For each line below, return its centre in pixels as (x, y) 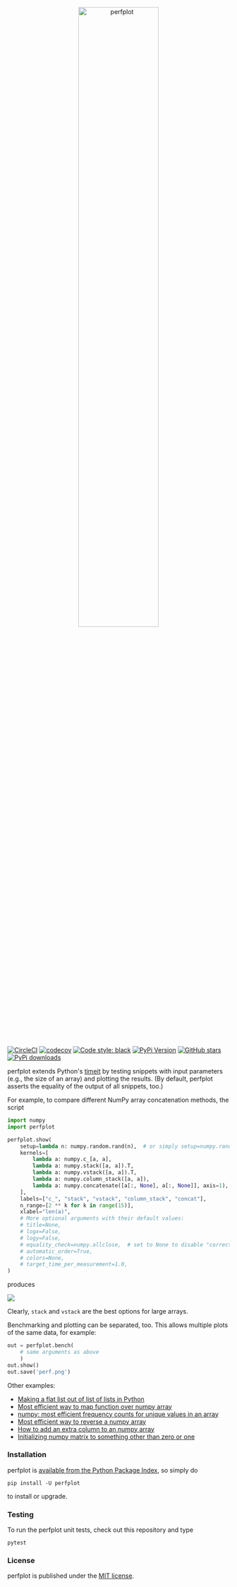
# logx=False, (41, 1232)
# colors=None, (42, 1258)
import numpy (26, 1120)
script (16, 1107)
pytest (17, 1543)
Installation (27, 1455)
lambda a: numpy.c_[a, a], (72, 1159)
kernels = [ (35, 1153)
